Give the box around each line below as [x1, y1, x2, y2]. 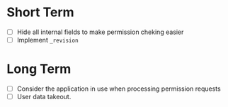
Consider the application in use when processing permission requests [16, 84, 221, 93]
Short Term [6, 4, 75, 21]
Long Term [6, 61, 72, 77]
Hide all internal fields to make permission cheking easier [16, 28, 184, 36]
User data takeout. [16, 93, 72, 101]
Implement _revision [16, 36, 79, 44]
